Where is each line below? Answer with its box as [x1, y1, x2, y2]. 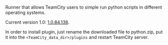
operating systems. [5, 9, 46, 15]
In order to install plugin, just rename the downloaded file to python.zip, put [5, 29, 163, 34]
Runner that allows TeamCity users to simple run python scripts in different [5, 4, 162, 10]
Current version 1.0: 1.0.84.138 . [5, 19, 70, 25]
